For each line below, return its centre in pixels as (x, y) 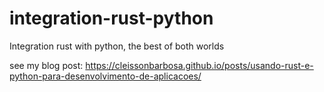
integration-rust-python (111, 18)
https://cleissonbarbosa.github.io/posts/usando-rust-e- (199, 65)
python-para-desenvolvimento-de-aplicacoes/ (105, 76)
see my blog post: (46, 65)
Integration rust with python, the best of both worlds (117, 46)
